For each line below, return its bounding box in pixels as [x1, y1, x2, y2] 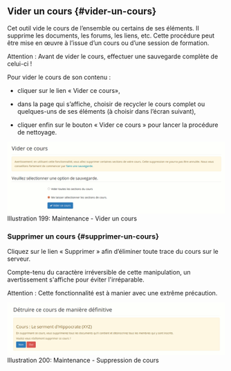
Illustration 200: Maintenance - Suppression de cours [7, 356, 159, 365]
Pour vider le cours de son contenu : [7, 73, 111, 81]
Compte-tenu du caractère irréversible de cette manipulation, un [7, 268, 191, 277]
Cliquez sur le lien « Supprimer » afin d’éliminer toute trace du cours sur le [7, 248, 219, 256]
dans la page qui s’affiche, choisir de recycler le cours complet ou [17, 100, 205, 108]
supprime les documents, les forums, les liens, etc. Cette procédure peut [7, 31, 215, 40]
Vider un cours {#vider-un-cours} [7, 6, 157, 17]
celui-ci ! [7, 59, 33, 68]
